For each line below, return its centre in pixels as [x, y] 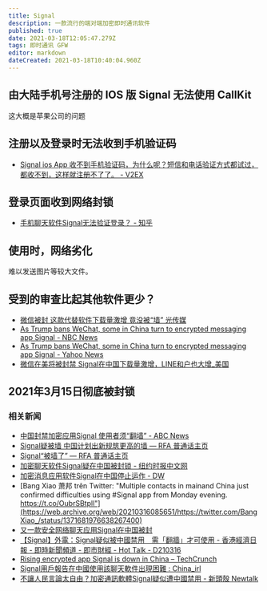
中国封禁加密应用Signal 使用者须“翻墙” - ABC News [104, 435]
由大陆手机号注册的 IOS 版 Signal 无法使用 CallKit [130, 95]
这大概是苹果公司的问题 [47, 115]
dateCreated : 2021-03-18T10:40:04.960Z [75, 61]
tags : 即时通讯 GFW [38, 46]
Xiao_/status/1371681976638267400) [81, 520]
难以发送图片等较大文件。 [50, 271]
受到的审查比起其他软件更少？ [82, 299]
